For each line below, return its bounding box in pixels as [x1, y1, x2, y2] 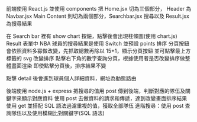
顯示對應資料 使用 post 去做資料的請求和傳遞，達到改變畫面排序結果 [21, 95, 188, 102]
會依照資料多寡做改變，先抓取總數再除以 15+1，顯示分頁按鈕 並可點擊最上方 [6, 47, 191, 54]
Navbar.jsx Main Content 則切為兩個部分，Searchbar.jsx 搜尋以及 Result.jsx [6, 12, 189, 20]
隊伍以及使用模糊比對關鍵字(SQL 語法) [11, 110, 105, 117]
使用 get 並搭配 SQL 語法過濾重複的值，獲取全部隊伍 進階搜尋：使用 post [6, 102, 184, 109]
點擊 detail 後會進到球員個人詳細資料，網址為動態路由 [6, 75, 137, 82]
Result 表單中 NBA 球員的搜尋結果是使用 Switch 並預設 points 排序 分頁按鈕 [6, 40, 189, 47]
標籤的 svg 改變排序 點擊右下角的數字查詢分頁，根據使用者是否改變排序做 [6, 55, 185, 62]
